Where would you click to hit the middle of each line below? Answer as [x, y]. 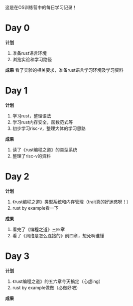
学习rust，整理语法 [32, 116]
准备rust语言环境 [30, 53]
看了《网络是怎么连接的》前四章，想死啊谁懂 [58, 235]
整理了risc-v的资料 [32, 156]
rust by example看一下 [35, 208]
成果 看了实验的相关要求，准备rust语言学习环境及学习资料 [64, 70]
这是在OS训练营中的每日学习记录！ [41, 7]
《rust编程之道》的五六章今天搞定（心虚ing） [58, 281]
